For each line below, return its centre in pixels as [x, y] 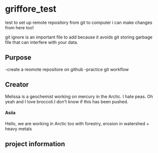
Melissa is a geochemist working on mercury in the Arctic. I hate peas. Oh [79, 96]
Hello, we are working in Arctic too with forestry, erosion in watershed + [77, 123]
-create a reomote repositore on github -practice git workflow [67, 69]
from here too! [20, 27]
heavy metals [19, 129]
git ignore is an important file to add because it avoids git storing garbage [79, 37]
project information [35, 144]
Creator [17, 85]
